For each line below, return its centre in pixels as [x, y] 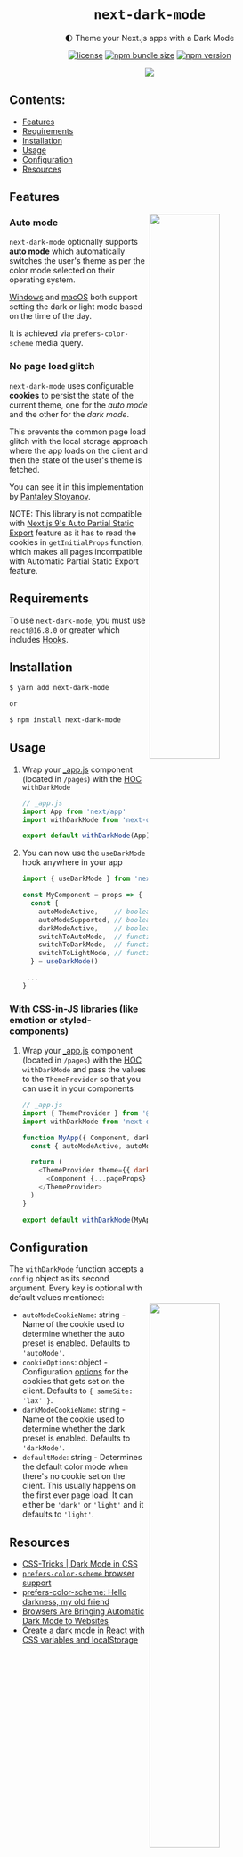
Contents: [37, 100]
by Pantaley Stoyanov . [50, 496]
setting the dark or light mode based [76, 307]
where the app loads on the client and [79, 450]
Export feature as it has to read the [73, 533]
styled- [75, 1020]
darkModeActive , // [81, 928]
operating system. [42, 280]
